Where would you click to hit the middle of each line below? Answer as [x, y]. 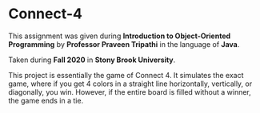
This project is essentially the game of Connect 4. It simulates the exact [126, 75]
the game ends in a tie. [46, 100]
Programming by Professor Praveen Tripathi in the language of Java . [124, 44]
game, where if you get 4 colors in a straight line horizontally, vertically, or [130, 84]
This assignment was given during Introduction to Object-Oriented [120, 36]
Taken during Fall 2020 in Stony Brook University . [92, 60]
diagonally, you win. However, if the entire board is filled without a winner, [130, 92]
